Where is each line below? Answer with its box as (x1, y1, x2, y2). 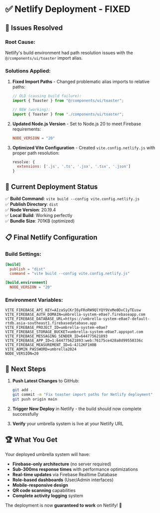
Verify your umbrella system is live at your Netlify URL (12, 421, 124, 427)
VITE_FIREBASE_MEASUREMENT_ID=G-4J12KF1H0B (5, 343, 97, 348)
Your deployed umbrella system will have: (5, 451, 90, 457)
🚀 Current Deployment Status (5, 182, 98, 191)
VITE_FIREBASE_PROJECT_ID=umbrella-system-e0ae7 (5, 325, 108, 330)
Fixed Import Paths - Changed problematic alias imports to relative (12, 78, 150, 85)
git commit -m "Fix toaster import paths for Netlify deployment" (12, 392, 153, 397)
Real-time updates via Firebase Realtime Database (12, 471, 118, 477)
